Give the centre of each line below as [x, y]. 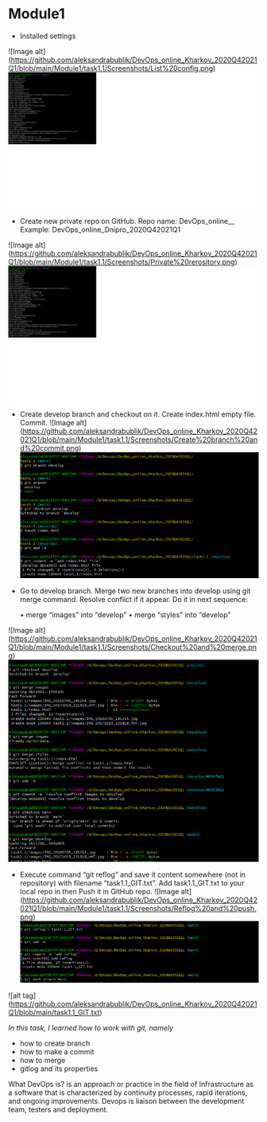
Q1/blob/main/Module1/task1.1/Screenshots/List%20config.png [111, 68]
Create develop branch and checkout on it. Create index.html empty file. [138, 414]
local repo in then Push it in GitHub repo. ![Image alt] [106, 891]
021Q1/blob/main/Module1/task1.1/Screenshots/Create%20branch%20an [139, 440]
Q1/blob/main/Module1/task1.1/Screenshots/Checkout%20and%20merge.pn [132, 647]
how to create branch [55, 1043]
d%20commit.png [49, 448]
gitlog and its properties [59, 1069]
